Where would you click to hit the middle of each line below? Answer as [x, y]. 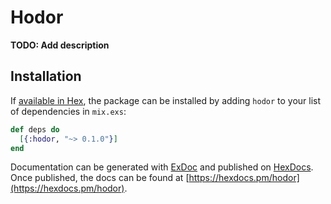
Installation [46, 76]
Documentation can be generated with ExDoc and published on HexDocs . [162, 167]
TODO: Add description [60, 45]
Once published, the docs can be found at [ [100, 178]
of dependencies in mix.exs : [68, 111]
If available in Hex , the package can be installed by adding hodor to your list [166, 100]
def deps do [35, 129]
